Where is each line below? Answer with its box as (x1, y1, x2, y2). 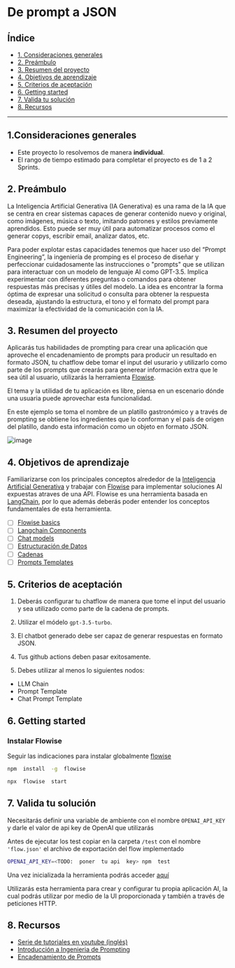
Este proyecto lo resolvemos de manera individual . (17, 148, 165, 156)
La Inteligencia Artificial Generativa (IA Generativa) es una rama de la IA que (7, 202, 226, 210)
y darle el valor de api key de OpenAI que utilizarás (7, 823, 154, 832)
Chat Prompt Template (17, 694, 83, 703)
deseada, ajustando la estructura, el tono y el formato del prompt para (7, 297, 210, 305)
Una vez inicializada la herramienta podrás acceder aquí (7, 871, 169, 879)
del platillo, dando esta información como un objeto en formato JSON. (7, 423, 209, 431)
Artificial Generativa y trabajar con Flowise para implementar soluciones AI (7, 482, 222, 491)
